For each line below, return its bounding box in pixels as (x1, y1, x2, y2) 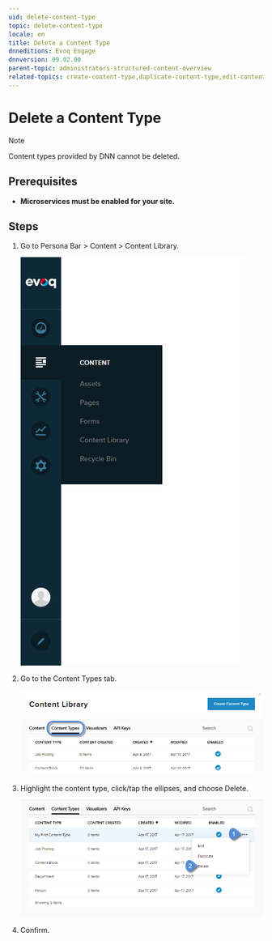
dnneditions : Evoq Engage (8, 47, 96, 56)
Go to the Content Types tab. (19, 674, 117, 683)
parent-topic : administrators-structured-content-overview (8, 65, 212, 73)
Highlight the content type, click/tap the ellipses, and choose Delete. (19, 783, 249, 793)
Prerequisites (8, 175, 78, 189)
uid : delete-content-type (8, 13, 96, 21)
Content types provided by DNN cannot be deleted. (8, 151, 181, 161)
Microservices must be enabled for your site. (19, 196, 176, 206)
